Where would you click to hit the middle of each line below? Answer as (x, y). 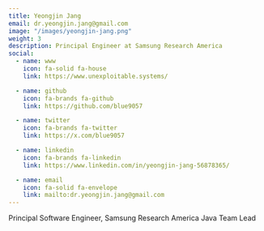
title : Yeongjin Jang (45, 16)
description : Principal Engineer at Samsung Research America (115, 46)
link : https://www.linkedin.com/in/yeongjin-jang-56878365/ (126, 165)
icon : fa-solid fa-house (65, 69)
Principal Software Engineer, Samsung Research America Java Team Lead (132, 218)
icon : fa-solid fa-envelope (70, 187)
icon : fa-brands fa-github (68, 98)
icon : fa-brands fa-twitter (70, 128)
